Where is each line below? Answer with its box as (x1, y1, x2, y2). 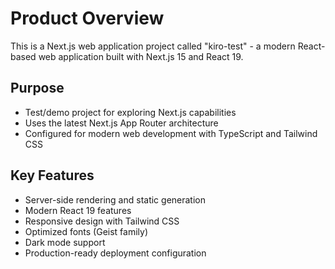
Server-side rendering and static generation (24, 193, 206, 206)
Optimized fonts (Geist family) (24, 225, 149, 237)
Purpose (10, 80, 65, 97)
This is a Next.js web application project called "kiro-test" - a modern (10, 40, 296, 52)
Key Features (10, 167, 95, 184)
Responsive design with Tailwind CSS (24, 215, 180, 227)
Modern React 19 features (24, 204, 132, 216)
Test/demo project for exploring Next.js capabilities (24, 106, 237, 118)
